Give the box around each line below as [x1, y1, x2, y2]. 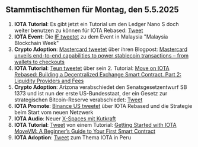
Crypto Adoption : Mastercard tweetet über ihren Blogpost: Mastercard [14, 46, 188, 53]
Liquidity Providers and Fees [14, 77, 84, 84]
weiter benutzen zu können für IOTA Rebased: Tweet [14, 27, 143, 34]
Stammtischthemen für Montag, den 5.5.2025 [5, 5, 179, 15]
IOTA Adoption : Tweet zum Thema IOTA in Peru [14, 133, 132, 141]
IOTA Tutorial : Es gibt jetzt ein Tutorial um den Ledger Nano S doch [14, 20, 179, 27]
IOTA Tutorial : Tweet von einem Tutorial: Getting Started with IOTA [14, 121, 177, 128]
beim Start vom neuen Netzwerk [14, 108, 94, 116]
